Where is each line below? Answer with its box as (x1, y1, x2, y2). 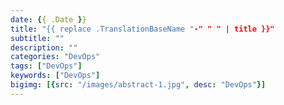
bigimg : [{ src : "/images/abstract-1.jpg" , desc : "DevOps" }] (10, 80, 267, 90)
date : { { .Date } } (10, 14, 87, 25)
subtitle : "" (10, 33, 65, 43)
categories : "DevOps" (10, 52, 101, 62)
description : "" (10, 42, 78, 53)
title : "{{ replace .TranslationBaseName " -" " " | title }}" (10, 24, 275, 34)
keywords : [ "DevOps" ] (10, 71, 101, 81)
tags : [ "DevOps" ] (10, 61, 83, 71)
